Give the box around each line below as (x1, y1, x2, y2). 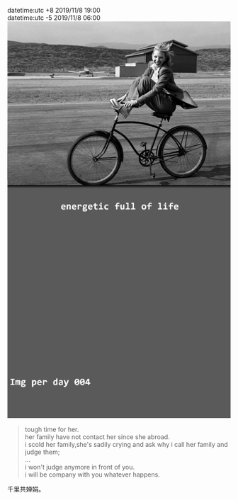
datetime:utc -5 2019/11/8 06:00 (7, 13, 101, 22)
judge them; (24, 448, 60, 456)
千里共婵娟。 (7, 485, 45, 493)
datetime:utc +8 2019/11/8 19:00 (7, 6, 101, 14)
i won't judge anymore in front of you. (24, 463, 135, 471)
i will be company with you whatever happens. (24, 470, 161, 479)
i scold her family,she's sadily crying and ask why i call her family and (24, 441, 228, 448)
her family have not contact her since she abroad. (24, 433, 170, 441)
